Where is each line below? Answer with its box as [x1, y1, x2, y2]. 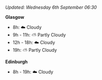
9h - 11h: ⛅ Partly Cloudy [12, 32, 66, 37]
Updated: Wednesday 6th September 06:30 [5, 5, 97, 10]
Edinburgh [5, 59, 28, 65]
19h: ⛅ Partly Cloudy [12, 47, 57, 53]
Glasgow [5, 14, 24, 20]
